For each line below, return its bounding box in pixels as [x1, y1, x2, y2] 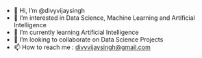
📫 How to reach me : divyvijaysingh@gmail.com [13, 43, 151, 51]
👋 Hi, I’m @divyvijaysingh [13, 7, 86, 14]
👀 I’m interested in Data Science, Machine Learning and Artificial [13, 14, 195, 22]
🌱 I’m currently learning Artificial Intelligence [13, 28, 139, 36]
